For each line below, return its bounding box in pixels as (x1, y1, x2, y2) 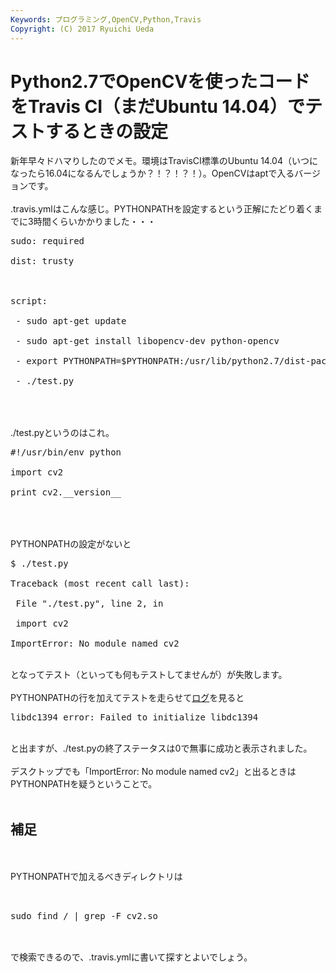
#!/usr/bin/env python (10, 447, 122, 458)
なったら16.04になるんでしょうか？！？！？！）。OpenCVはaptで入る (10, 167, 295, 180)
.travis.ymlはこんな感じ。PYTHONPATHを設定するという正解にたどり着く (10, 203, 314, 215)
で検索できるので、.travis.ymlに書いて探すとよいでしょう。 (10, 951, 253, 963)
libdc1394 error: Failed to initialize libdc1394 (10, 712, 259, 723)
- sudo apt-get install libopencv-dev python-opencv (15, 336, 280, 347)
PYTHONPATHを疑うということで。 (10, 778, 158, 790)
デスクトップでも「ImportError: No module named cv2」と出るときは (10, 766, 297, 778)
